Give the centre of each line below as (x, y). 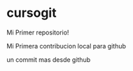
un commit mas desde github (49, 59)
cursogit (31, 13)
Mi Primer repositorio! (38, 32)
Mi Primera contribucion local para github (66, 46)
